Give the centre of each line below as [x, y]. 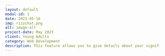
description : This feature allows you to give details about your [74, 46]
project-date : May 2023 [29, 32]
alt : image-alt [21, 28]
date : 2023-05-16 [23, 19]
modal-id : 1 [17, 14]
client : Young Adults [27, 37]
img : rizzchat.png [24, 23]
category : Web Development [33, 41]
